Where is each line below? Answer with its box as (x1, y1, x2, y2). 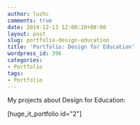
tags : (7, 70, 23, 77)
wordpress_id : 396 (7, 50, 62, 58)
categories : (7, 57, 43, 64)
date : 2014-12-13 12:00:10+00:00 (7, 23, 107, 31)
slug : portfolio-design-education (7, 37, 110, 44)
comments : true (7, 17, 53, 24)
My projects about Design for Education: (7, 96, 126, 104)
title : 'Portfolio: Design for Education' (7, 43, 135, 50)
